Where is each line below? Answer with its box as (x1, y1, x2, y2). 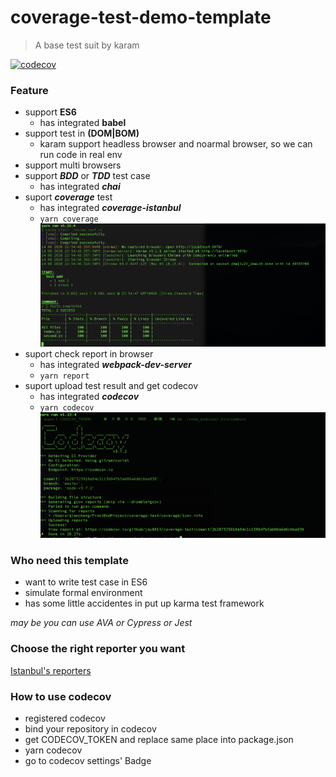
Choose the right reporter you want (10, 642, 186, 656)
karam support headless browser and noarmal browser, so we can (39, 138, 313, 150)
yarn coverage (39, 214, 99, 225)
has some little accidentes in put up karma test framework (24, 597, 265, 610)
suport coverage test (24, 191, 113, 203)
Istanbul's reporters (10, 664, 92, 676)
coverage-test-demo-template (10, 6, 272, 29)
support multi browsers (24, 159, 122, 171)
